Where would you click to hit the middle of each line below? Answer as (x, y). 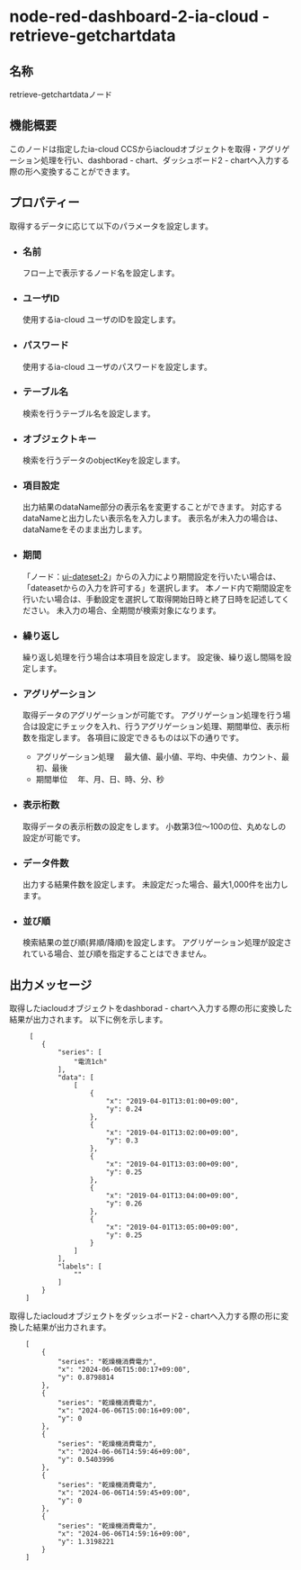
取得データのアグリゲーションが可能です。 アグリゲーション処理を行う (152, 715)
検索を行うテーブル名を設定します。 (89, 413)
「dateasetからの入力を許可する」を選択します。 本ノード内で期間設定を (157, 588)
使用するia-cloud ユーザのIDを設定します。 (102, 320)
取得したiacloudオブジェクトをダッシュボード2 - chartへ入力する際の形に (145, 1316)
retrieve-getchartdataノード (61, 95)
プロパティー (44, 203)
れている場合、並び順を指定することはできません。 (116, 954)
